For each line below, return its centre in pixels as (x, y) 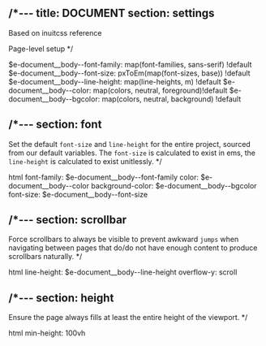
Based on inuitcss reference (55, 32)
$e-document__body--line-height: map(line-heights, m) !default (115, 81)
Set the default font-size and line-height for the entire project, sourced (130, 144)
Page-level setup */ (41, 49)
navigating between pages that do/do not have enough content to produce (133, 248)
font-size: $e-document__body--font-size (78, 194)
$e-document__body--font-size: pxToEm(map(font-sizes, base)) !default (129, 73)
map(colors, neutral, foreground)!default (160, 90)
